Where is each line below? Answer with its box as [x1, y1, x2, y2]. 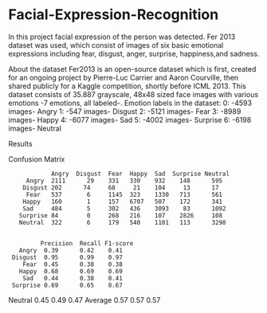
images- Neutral [8, 123, 62, 133]
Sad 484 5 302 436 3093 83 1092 [22, 205, 226, 213]
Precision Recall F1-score [40, 239, 134, 248]
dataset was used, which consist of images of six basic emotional [8, 40, 224, 49]
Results [8, 139, 33, 148]
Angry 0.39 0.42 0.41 [18, 246, 124, 254]
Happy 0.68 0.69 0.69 [18, 267, 124, 276]
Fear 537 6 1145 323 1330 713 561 [26, 190, 223, 198]
